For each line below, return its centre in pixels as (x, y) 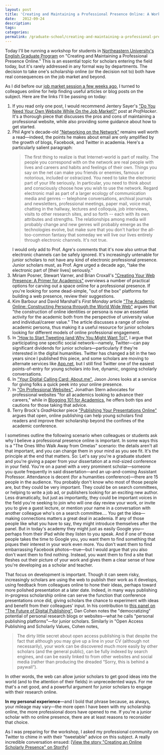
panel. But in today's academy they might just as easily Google (68, 528)
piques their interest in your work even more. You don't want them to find (79, 544)
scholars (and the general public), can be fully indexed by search (82, 651)
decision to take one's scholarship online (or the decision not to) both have (80, 71)
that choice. (17, 722)
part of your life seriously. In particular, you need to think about (88, 183)
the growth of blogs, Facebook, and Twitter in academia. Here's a (78, 142)
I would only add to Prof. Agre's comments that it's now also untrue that (84, 249)
